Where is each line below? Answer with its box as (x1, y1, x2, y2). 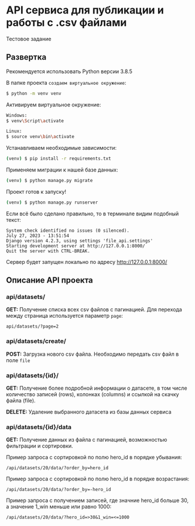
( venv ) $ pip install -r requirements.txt (6, 156, 111, 161)
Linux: (6, 128, 22, 135)
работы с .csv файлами (6, 16, 127, 29)
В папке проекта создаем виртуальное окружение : (6, 79, 126, 86)
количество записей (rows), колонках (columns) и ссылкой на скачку (6, 391, 180, 398)
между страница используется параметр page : (6, 312, 123, 319)
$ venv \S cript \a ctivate (6, 118, 64, 123)
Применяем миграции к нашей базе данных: (6, 166, 118, 173)
